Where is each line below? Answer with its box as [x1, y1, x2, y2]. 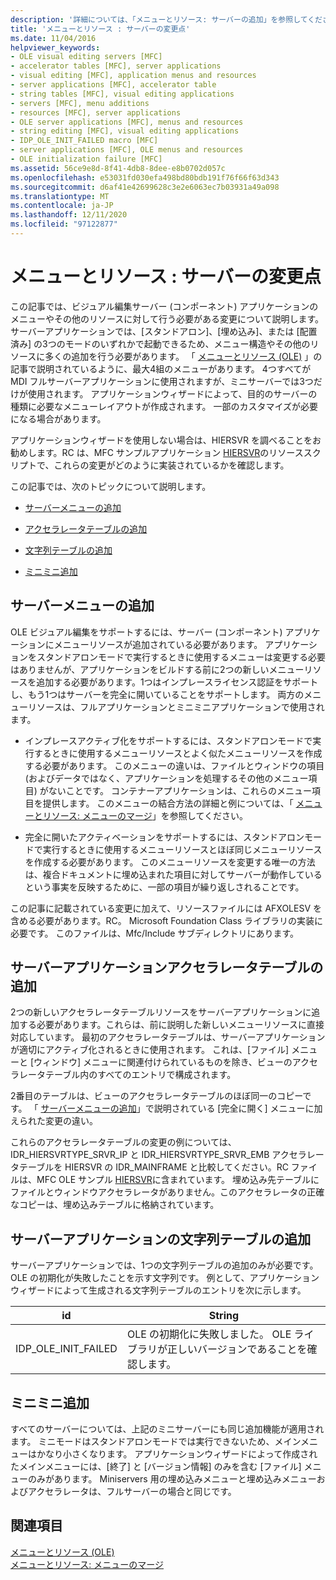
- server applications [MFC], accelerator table [10, 80, 217, 90]
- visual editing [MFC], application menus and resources [10, 71, 257, 81]
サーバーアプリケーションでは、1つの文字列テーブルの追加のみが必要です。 [10, 1259, 319, 1271]
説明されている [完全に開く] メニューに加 [153, 1102, 323, 1115]
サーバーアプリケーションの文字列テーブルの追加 [10, 1231, 312, 1248]
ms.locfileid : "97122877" [10, 219, 118, 230]
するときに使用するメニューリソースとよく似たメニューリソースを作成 [33, 747, 323, 759]
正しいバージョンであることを [166, 1342, 308, 1356]
